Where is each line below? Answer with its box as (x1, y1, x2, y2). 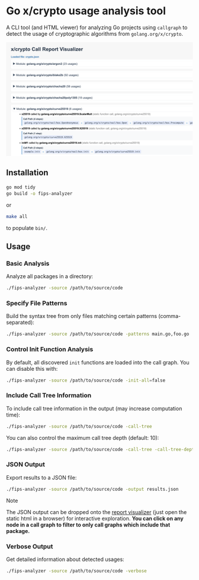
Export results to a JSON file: (6, 474, 77, 481)
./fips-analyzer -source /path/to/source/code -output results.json (6, 486, 179, 492)
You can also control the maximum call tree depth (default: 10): (6, 434, 159, 441)
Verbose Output (6, 542, 53, 550)
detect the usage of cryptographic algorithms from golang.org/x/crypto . (6, 30, 184, 37)
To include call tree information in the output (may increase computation (6, 405, 182, 412)
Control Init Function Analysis (6, 345, 94, 354)
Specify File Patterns (6, 299, 68, 307)
